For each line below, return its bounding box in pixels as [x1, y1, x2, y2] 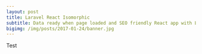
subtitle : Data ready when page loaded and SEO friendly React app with [6, 20, 192, 26]
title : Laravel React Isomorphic [6, 14, 90, 20]
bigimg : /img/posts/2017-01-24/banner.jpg [6, 25, 114, 32]
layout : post [6, 8, 39, 15]
